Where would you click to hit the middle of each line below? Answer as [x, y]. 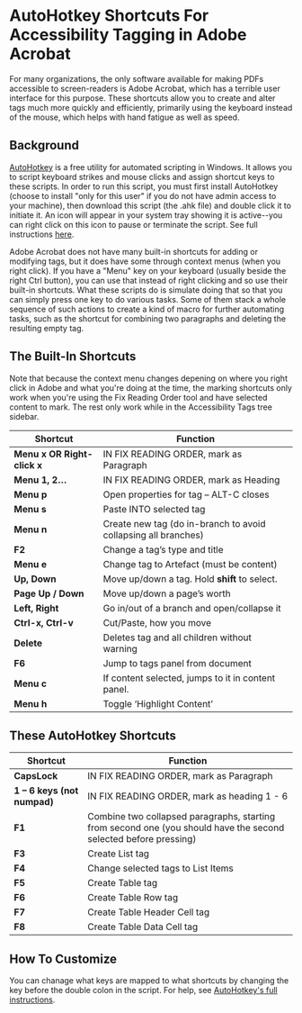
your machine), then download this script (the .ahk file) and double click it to [151, 205]
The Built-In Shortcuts [73, 357]
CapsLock [36, 776]
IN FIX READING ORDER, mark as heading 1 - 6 [188, 796]
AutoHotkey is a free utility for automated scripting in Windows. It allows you [151, 167]
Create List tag [119, 854]
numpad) [34, 802]
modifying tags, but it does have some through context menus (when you [145, 261]
